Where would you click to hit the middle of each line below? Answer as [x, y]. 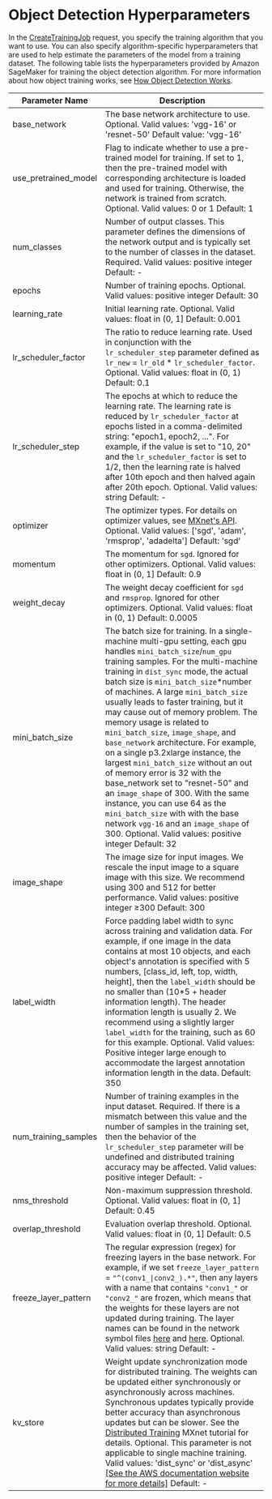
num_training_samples [55, 1137]
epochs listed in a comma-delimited [174, 426]
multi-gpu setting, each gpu [193, 640]
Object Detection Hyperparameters [130, 15]
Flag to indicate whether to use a [167, 148]
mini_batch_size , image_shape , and [170, 732]
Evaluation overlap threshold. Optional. [178, 1223]
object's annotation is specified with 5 [177, 961]
